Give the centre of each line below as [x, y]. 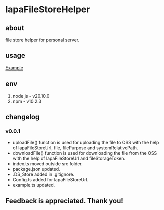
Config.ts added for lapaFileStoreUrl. [50, 180]
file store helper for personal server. [42, 40]
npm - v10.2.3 [27, 101]
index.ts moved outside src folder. [47, 164]
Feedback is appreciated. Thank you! [64, 201]
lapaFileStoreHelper [48, 9]
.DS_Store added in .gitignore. [43, 174]
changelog [22, 117]
